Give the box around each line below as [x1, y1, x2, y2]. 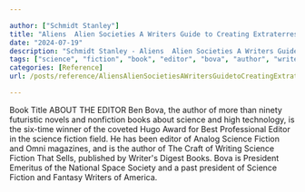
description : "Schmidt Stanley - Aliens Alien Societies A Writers [9, 46, 274, 55]
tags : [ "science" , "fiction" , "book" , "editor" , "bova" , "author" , [9, 55, 271, 64]
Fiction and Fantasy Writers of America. [9, 171, 158, 182]
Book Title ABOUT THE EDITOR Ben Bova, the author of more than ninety [9, 104, 283, 115]
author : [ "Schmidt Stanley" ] [9, 21, 120, 30]
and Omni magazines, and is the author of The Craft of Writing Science [9, 142, 275, 154]
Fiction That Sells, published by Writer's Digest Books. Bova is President [9, 152, 280, 163]
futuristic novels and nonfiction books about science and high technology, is [9, 114, 295, 125]
